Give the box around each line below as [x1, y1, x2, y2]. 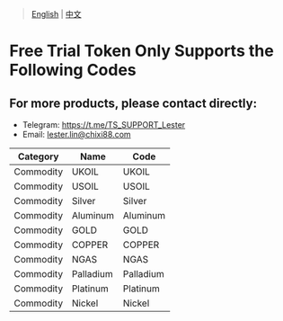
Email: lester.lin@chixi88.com [22, 129, 132, 139]
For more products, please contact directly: [9, 95, 258, 111]
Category [17, 150, 59, 163]
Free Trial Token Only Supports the [9, 40, 274, 61]
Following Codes [9, 60, 137, 80]
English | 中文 [31, 9, 83, 19]
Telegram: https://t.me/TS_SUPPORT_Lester [22, 120, 186, 129]
